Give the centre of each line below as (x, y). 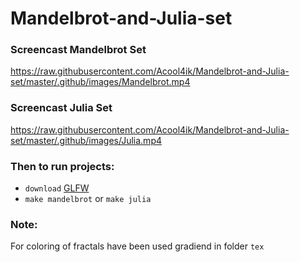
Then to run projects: (62, 166)
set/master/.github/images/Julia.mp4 (86, 140)
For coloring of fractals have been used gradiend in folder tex (137, 246)
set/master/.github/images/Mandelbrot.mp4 (100, 82)
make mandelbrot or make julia (88, 199)
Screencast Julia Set (61, 108)
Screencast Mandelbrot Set (78, 50)
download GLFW (57, 188)
